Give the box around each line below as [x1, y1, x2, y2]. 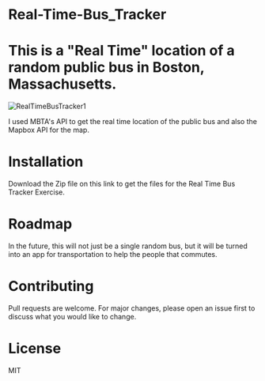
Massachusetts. [8, 75, 117, 93]
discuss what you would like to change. [8, 311, 137, 321]
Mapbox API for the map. [8, 125, 89, 135]
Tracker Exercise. [8, 187, 66, 197]
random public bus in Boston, [8, 58, 205, 77]
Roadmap [8, 215, 73, 233]
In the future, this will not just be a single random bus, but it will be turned [8, 241, 248, 251]
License [8, 340, 62, 357]
